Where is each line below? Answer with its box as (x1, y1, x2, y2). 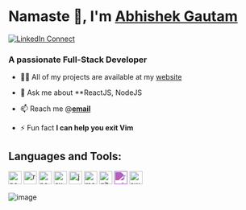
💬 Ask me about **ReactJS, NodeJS (19, 88, 143, 97)
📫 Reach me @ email (19, 104, 91, 113)
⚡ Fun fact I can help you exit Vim (19, 123, 134, 133)
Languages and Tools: (8, 149, 123, 163)
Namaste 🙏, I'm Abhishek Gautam (8, 7, 238, 26)
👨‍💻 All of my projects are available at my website (19, 72, 182, 82)
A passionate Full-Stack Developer (8, 54, 148, 65)
